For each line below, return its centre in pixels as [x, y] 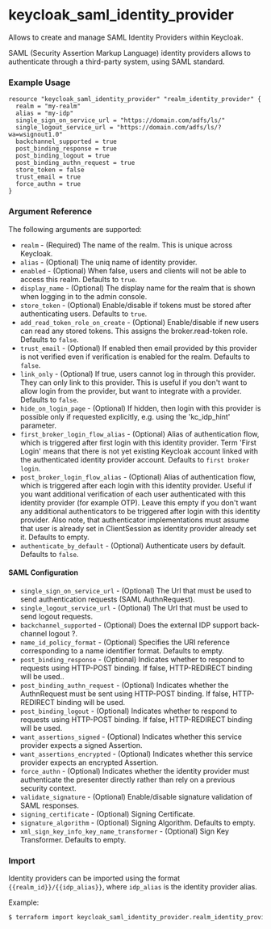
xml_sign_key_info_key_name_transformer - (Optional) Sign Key [125, 831]
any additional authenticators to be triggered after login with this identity [140, 511]
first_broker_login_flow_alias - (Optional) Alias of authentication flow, [140, 433]
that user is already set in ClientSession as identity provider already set [138, 528]
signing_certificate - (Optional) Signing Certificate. [107, 813]
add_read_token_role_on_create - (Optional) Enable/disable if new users [140, 322]
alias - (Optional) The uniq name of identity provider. [108, 262]
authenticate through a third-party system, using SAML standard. [117, 61]
